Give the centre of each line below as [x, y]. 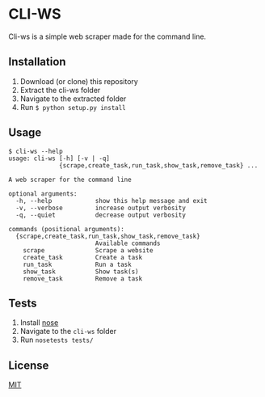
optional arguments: [43, 194]
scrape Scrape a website [88, 250]
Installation [37, 62]
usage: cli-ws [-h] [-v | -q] [59, 158]
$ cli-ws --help [36, 151]
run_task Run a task [77, 264]
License [29, 365]
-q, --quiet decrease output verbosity [101, 215]
